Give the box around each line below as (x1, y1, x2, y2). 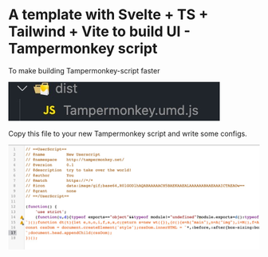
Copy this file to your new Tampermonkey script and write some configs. (8, 128, 247, 138)
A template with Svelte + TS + (8, 6, 209, 24)
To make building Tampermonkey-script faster (8, 65, 160, 75)
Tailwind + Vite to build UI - (8, 22, 191, 41)
